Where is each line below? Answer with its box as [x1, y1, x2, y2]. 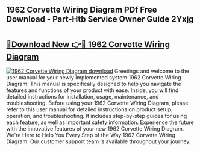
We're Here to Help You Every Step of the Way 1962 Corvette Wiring [6, 132, 176, 138]
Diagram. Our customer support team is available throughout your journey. [6, 138, 191, 145]
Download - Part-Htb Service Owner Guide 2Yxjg [6, 14, 194, 25]
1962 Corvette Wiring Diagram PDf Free [6, 5, 158, 15]
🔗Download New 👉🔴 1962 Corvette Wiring [6, 39, 170, 49]
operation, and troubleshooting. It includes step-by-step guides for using [6, 112, 187, 119]
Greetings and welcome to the [114, 67, 190, 75]
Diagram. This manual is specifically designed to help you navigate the [6, 81, 182, 87]
